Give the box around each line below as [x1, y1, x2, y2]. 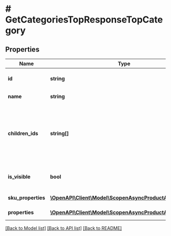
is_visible [8, 173, 31, 180]
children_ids [8, 130, 38, 137]
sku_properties [8, 194, 45, 201]
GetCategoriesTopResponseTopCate [5, 14, 163, 25]
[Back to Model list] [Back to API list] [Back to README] [5, 225, 122, 231]
